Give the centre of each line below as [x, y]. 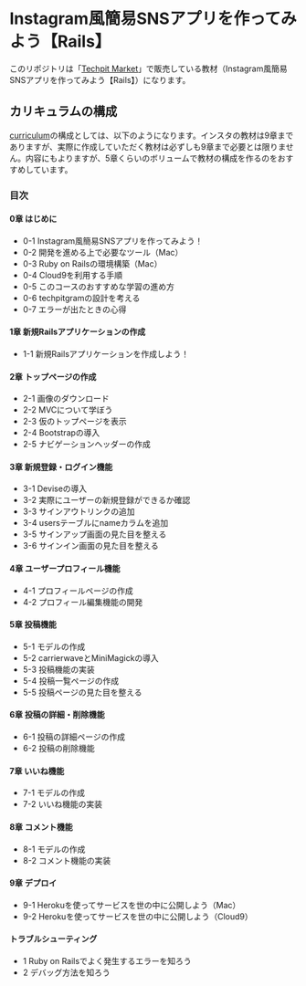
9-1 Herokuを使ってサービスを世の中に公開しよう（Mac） [132, 905]
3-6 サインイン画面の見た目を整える [91, 546]
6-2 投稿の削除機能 [58, 749]
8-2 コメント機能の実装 [67, 860]
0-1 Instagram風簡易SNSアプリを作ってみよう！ [113, 241]
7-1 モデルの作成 [53, 793]
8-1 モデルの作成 [54, 849]
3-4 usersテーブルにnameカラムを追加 [95, 523]
